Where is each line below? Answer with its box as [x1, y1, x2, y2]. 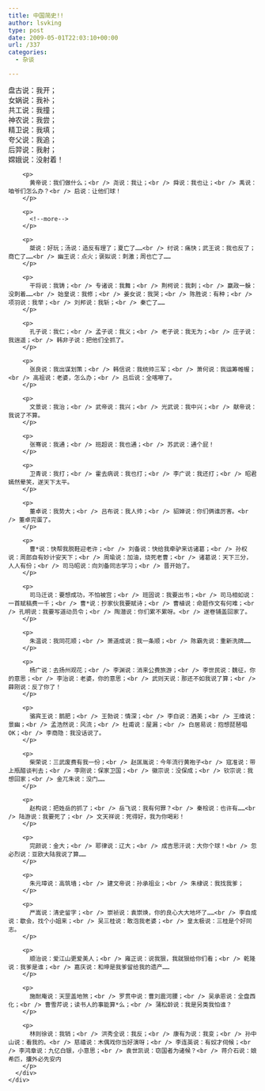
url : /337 [8, 41, 41, 49]
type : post [8, 26, 44, 34]
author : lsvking [8, 19, 62, 27]
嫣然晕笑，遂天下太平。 [8, 478, 74, 486]
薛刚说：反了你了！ [8, 682, 62, 691]
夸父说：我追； [8, 135, 57, 144]
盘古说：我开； [8, 85, 57, 95]
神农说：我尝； [8, 115, 57, 124]
